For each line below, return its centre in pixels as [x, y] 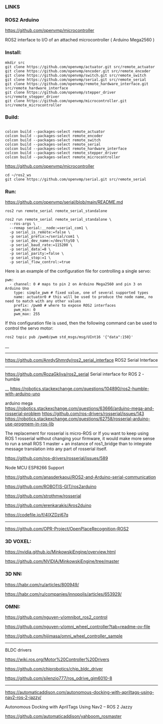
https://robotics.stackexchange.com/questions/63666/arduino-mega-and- [80, 408]
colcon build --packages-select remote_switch [53, 140]
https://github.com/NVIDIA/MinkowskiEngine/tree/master [62, 561]
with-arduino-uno [23, 394]
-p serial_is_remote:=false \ [40, 232]
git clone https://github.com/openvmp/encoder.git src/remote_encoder [78, 71]
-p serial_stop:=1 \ [30, 258]
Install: [13, 53]
